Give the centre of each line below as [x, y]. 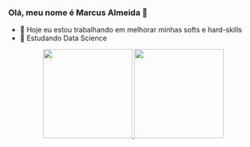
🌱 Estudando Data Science [63, 38]
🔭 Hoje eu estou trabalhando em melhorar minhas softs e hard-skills [131, 30]
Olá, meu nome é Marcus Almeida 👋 [78, 13]
